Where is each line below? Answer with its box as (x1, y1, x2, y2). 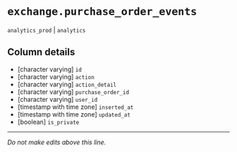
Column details (7, 46, 75, 58)
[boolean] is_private (17, 117, 80, 126)
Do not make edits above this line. (7, 138, 107, 146)
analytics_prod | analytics (7, 25, 86, 34)
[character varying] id (17, 65, 83, 74)
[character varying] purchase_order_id (17, 87, 129, 96)
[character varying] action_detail (17, 80, 117, 88)
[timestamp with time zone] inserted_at (17, 103, 134, 111)
